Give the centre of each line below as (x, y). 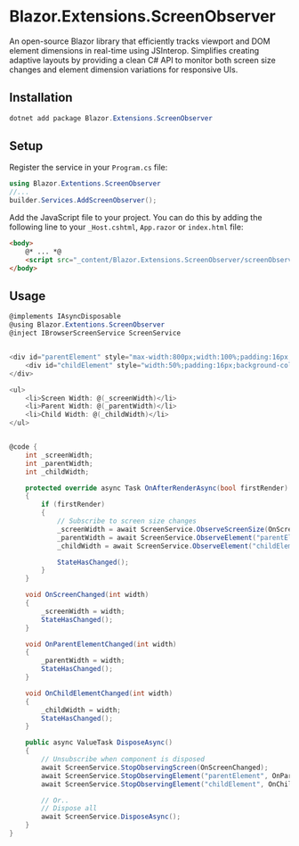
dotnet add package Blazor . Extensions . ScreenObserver (111, 118)
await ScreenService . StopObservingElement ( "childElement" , (153, 784)
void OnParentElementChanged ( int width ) (101, 644)
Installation (41, 98)
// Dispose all (69, 809)
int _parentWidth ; (59, 463)
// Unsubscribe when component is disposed (123, 759)
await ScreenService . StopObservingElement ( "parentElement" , (155, 775)
